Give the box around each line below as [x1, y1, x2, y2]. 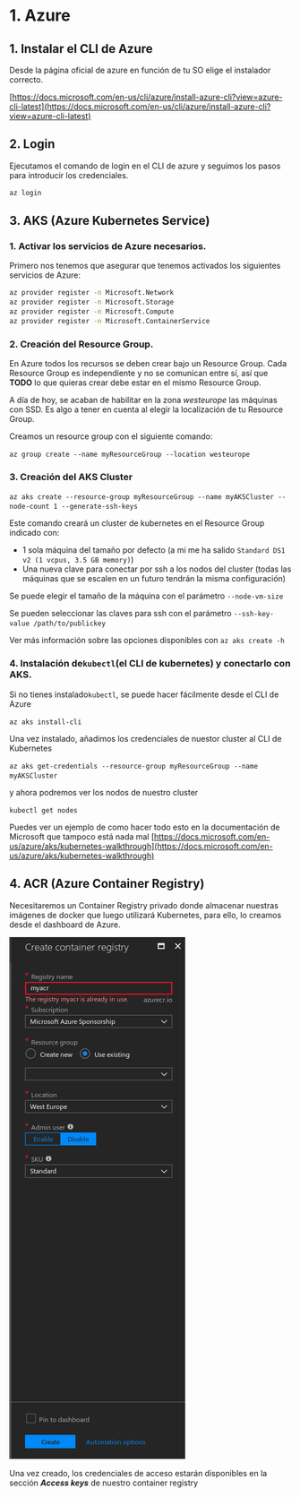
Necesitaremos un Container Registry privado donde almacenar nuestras [9, 899, 279, 910]
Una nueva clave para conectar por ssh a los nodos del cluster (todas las [21, 564, 292, 574]
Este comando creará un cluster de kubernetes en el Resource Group [9, 518, 265, 529]
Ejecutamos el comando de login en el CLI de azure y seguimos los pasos [9, 160, 281, 171]
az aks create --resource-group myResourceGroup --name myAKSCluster [9, 493, 275, 502]
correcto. [9, 74, 43, 85]
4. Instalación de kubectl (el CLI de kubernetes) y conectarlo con [9, 658, 291, 670]
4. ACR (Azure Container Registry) [9, 876, 205, 891]
